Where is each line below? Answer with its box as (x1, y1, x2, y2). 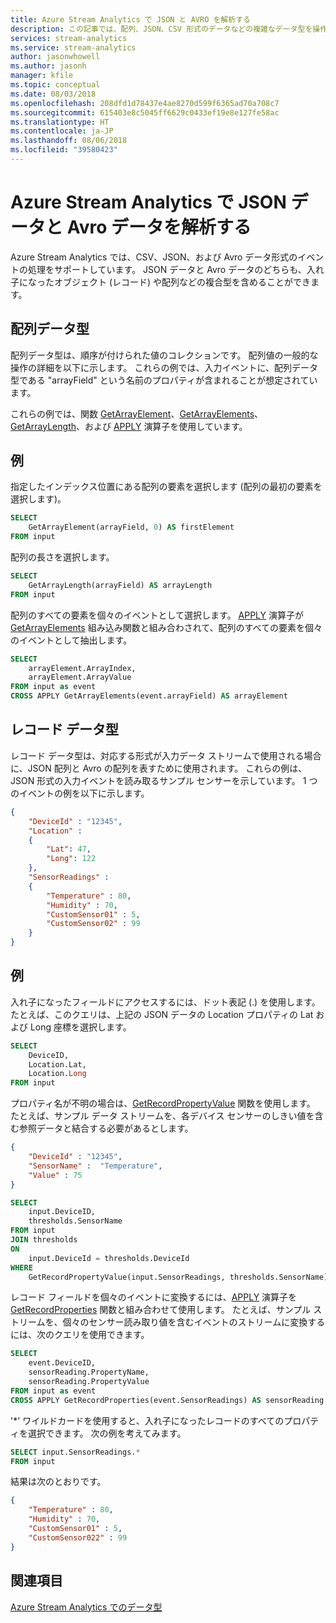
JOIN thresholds (10, 1235, 78, 1245)
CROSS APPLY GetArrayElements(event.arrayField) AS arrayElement (10, 691, 288, 701)
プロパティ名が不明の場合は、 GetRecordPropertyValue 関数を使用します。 (10, 1097, 316, 1110)
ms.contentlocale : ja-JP (10, 126, 114, 136)
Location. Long (28, 1069, 87, 1079)
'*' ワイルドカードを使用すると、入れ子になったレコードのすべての (10, 1414, 285, 1426)
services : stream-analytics (10, 33, 128, 43)
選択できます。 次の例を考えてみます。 (27, 1427, 187, 1439)
